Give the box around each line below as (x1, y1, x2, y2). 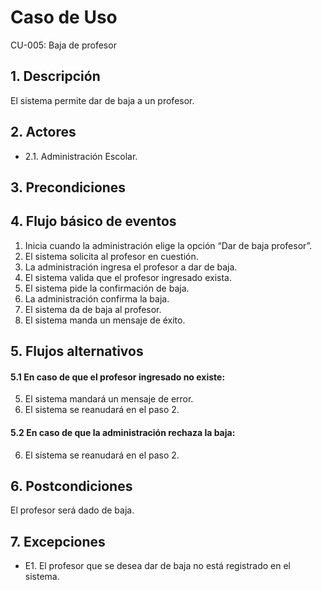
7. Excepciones (10, 533, 106, 550)
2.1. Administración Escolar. (24, 150, 138, 162)
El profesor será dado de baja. (10, 504, 135, 516)
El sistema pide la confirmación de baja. (24, 282, 190, 294)
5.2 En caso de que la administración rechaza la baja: (10, 426, 236, 438)
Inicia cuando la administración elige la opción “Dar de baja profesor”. (24, 239, 313, 251)
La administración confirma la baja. (24, 292, 170, 305)
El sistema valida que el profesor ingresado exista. (24, 271, 232, 283)
